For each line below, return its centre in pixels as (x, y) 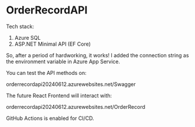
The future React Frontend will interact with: (59, 95)
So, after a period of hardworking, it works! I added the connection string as (97, 55)
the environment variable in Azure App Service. (63, 61)
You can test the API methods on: (46, 73)
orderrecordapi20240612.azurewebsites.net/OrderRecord (76, 107)
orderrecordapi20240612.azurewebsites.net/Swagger (71, 84)
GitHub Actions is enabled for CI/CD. (50, 118)
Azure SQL (28, 37)
